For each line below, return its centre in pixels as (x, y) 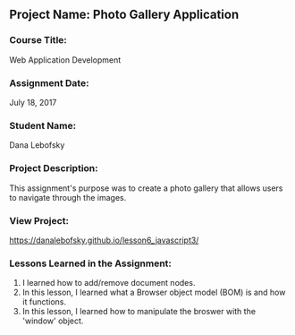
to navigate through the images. (68, 197)
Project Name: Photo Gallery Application (124, 15)
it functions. (44, 302)
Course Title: (38, 40)
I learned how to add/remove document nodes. (109, 283)
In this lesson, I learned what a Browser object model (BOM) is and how (154, 292)
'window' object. (53, 321)
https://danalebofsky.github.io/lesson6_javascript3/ (104, 240)
